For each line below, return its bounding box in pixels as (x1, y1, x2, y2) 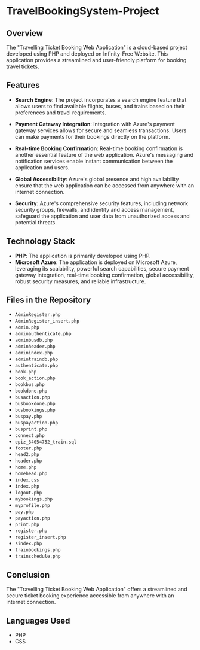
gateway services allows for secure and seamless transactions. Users (14, 127, 187, 134)
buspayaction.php (14, 420, 59, 426)
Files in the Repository (6, 295, 91, 305)
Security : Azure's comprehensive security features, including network (14, 199, 189, 207)
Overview (6, 28, 44, 38)
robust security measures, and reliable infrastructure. (14, 277, 146, 285)
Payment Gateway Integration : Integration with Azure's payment (14, 120, 175, 127)
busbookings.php (14, 407, 56, 414)
